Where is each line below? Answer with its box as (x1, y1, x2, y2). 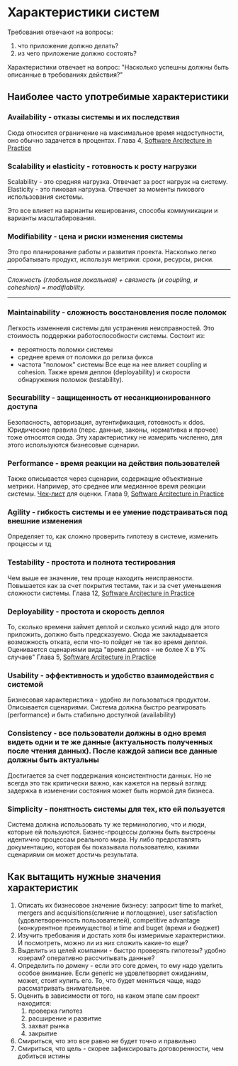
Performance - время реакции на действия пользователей (7, 458, 220, 468)
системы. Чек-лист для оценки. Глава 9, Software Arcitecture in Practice (7, 489, 225, 498)
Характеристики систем (7, 4, 160, 21)
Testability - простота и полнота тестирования (7, 558, 176, 567)
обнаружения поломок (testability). (17, 375, 124, 384)
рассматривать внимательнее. (17, 984, 112, 992)
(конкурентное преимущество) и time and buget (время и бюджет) (17, 923, 220, 932)
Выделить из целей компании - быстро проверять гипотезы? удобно (17, 946, 227, 954)
